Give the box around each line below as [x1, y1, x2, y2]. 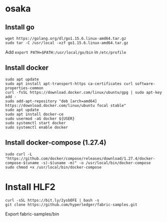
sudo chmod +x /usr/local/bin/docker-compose [5, 165, 101, 170]
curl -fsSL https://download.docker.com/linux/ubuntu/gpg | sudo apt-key [5, 90, 162, 95]
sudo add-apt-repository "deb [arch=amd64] [5, 98, 97, 104]
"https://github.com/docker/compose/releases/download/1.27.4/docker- [5, 156, 155, 161]
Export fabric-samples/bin [5, 211, 59, 217]
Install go [5, 23, 35, 31]
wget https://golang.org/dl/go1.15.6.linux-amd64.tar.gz [5, 36, 126, 41]
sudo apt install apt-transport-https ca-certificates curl [5, 81, 133, 86]
